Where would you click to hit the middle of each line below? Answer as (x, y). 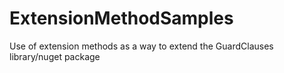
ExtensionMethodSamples (121, 18)
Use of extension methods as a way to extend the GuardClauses (141, 46)
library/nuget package (55, 56)
